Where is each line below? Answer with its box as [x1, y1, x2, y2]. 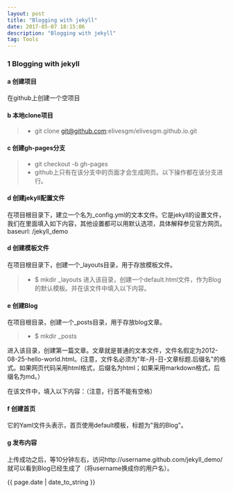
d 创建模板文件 [7, 244, 50, 252]
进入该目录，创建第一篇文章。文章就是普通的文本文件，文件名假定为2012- [7, 346, 218, 355]
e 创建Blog [7, 301, 38, 309]
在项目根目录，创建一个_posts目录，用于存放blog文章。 [7, 318, 166, 327]
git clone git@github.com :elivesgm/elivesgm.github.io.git [34, 127, 198, 136]
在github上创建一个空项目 [7, 94, 80, 102]
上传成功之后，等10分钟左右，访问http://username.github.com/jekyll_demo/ [7, 455, 223, 463]
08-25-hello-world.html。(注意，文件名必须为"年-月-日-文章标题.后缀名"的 [7, 355, 220, 364]
